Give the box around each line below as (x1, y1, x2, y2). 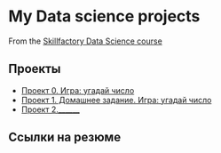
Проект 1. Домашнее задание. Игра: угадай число (20, 94, 212, 105)
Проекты (8, 61, 61, 76)
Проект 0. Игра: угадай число (20, 85, 135, 95)
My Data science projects (8, 6, 201, 27)
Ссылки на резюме (8, 130, 122, 145)
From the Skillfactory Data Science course (8, 36, 163, 46)
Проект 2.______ (20, 104, 81, 115)
